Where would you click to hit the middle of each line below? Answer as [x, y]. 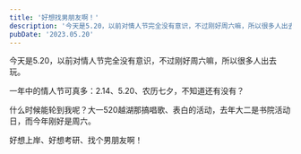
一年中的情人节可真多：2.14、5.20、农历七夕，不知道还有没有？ [127, 91]
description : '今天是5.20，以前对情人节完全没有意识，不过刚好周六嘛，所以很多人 [146, 26]
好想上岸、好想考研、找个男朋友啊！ [76, 141]
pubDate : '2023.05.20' [52, 34]
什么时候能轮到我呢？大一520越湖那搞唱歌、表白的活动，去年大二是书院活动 [150, 110]
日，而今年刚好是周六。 [52, 121]
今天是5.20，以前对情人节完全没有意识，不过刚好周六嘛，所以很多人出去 [143, 61]
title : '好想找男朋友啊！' [54, 17]
